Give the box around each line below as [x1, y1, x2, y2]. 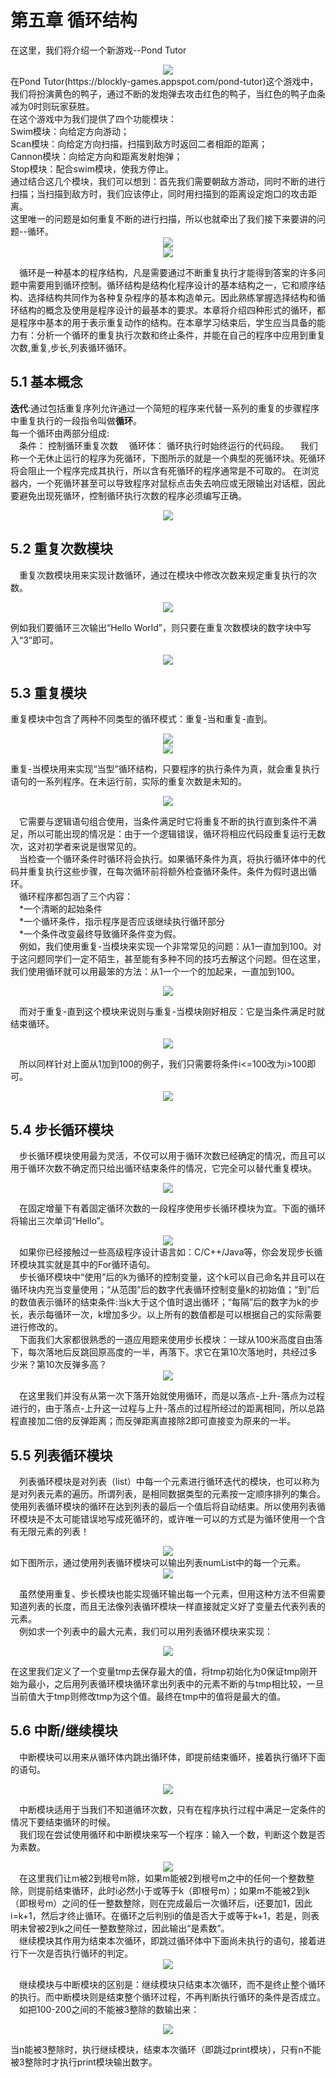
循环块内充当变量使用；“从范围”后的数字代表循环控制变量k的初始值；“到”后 [10, 1284, 320, 1296]
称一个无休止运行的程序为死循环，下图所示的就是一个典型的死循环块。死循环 [10, 452, 326, 464]
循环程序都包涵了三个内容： [19, 891, 133, 903]
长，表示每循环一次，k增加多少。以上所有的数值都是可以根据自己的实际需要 [10, 1309, 322, 1321]
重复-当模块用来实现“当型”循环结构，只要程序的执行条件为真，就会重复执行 [10, 763, 320, 775]
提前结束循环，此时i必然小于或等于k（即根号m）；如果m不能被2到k [36, 1884, 310, 1896]
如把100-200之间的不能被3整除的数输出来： [19, 2003, 200, 2015]
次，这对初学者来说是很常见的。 [10, 841, 142, 853]
